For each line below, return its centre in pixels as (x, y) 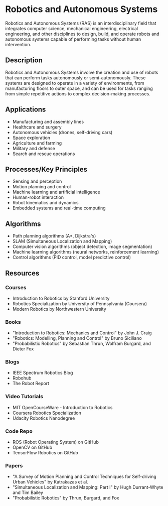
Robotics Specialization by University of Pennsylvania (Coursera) (79, 303)
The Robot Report (31, 384)
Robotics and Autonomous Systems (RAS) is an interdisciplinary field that (81, 23)
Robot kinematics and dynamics (45, 203)
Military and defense (34, 148)
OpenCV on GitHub (32, 447)
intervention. (18, 44)
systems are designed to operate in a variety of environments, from (75, 83)
